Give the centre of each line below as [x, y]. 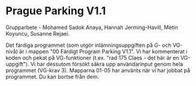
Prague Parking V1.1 [56, 11]
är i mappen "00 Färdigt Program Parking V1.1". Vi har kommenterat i [103, 51]
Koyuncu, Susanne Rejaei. [38, 33]
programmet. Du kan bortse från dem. [52, 77]
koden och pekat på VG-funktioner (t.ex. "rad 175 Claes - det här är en [92, 58]
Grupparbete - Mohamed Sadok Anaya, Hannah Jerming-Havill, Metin [92, 27]
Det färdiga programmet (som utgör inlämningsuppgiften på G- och [88, 45]
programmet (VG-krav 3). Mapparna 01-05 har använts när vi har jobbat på [98, 70]
